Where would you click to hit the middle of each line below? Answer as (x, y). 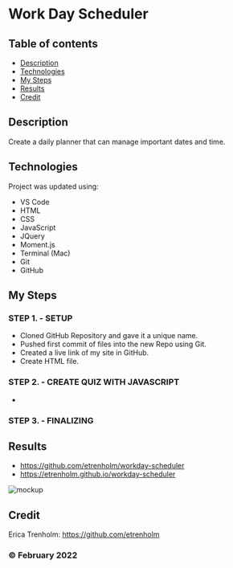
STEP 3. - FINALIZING (51, 420)
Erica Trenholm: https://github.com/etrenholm (84, 534)
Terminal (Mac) (45, 253)
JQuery (33, 236)
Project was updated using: (53, 186)
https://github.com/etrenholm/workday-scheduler (102, 466)
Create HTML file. (49, 362)
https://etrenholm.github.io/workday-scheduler (98, 474)
